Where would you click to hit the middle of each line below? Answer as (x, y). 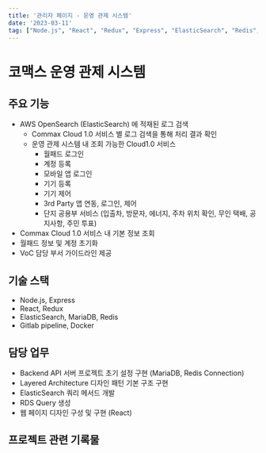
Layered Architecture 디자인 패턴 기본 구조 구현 (94, 383)
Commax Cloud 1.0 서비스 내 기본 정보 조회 (87, 233)
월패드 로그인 (64, 154)
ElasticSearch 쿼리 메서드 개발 (67, 393)
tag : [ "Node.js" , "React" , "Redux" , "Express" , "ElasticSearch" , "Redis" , (134, 30)
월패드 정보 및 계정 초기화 (59, 244)
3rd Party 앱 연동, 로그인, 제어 (90, 204)
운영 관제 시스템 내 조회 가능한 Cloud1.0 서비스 (104, 144)
